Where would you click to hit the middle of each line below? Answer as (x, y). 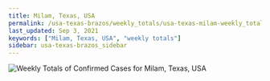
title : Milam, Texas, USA (51, 16)
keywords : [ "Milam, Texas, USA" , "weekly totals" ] (95, 38)
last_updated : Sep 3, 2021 (53, 30)
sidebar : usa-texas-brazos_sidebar (68, 46)
